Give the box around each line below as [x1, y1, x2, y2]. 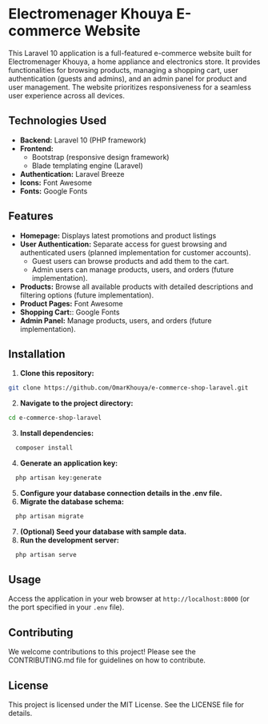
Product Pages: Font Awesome [19, 298, 123, 308]
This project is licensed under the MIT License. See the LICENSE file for [8, 700, 245, 710]
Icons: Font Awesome [19, 178, 92, 187]
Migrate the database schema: [19, 497, 124, 506]
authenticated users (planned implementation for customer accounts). [19, 247, 251, 257]
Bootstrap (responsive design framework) [31, 152, 170, 162]
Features [8, 210, 54, 223]
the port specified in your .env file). [8, 602, 125, 612]
